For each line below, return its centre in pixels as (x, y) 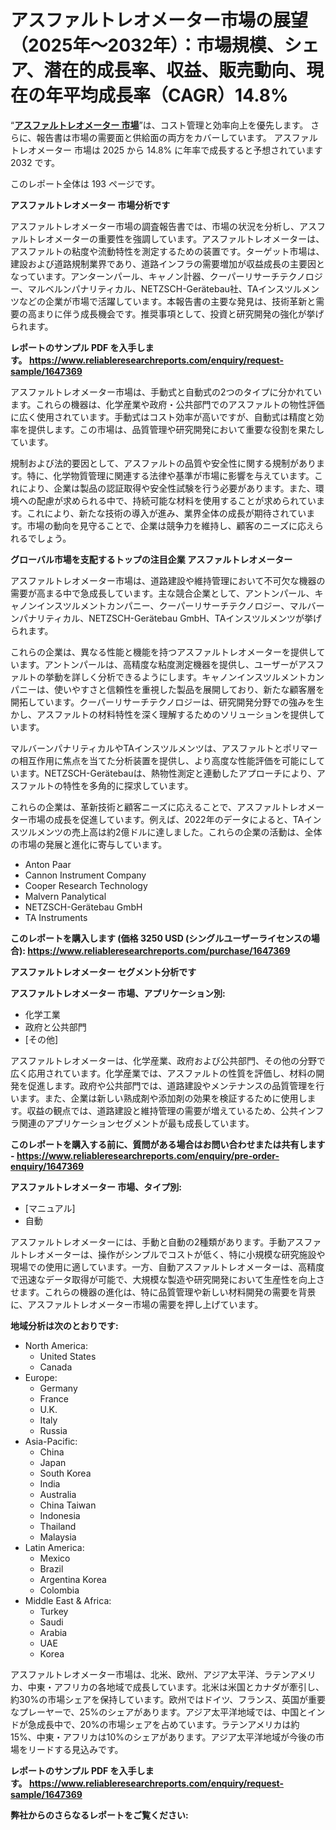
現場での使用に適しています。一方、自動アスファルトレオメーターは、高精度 (167, 1267)
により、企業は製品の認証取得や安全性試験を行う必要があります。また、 (167, 488)
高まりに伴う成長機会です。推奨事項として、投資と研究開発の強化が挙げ (176, 313)
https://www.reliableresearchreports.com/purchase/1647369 (159, 950)
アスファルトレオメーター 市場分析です (90, 205)
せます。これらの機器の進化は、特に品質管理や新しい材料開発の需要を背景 (163, 1292)
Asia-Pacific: (51, 1441)
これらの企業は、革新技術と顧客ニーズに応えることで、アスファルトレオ (158, 807)
